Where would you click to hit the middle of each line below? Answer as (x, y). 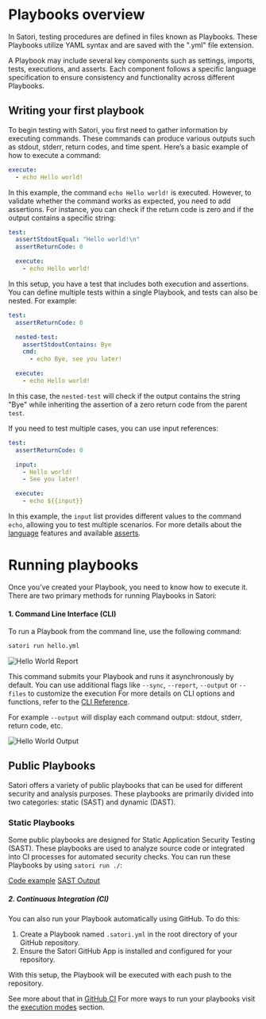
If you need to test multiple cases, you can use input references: (113, 428)
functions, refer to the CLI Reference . (69, 702)
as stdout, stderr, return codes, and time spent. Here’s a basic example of (128, 147)
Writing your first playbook (76, 111)
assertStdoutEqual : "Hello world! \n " (78, 240)
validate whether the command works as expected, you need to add (120, 201)
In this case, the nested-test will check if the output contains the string (124, 396)
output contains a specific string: (62, 218)
